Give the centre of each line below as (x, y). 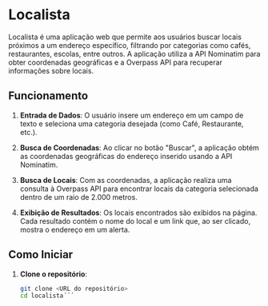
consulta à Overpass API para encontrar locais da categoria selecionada (139, 189)
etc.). (28, 132)
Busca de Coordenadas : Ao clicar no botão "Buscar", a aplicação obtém (140, 147)
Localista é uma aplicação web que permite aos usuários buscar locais (125, 37)
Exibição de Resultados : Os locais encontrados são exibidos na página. (138, 213)
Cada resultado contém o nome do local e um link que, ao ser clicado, (135, 221)
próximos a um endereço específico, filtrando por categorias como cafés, (130, 45)
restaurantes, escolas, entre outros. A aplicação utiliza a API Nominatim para (134, 54)
